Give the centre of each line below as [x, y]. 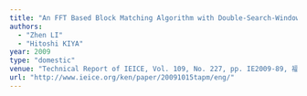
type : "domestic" [42, 60]
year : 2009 [30, 52]
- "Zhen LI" [41, 35]
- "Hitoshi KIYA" [51, 43]
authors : [26, 27]
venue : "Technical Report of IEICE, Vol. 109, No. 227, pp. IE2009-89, [148, 69]
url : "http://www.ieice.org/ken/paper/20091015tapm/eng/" [122, 78]
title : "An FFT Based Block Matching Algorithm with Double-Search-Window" [157, 18]
